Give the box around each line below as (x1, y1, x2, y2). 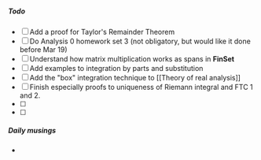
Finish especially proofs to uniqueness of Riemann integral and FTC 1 (29, 82, 253, 91)
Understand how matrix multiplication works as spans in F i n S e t (29, 54, 234, 63)
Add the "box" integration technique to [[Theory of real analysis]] (29, 73, 241, 82)
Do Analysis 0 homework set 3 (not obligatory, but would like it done (29, 36, 252, 46)
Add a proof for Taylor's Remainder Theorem (29, 27, 175, 36)
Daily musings (8, 125, 57, 135)
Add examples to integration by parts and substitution (29, 63, 204, 73)
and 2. (19, 91, 41, 100)
